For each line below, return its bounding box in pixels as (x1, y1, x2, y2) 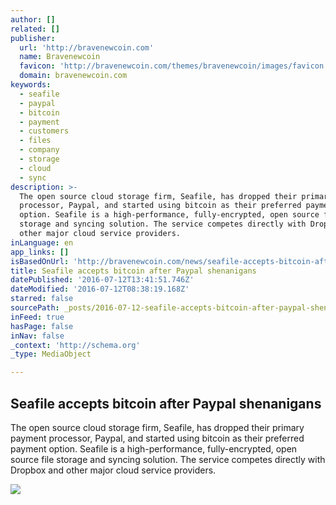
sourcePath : (10, 303, 60, 313)
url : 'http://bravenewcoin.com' (19, 42, 155, 53)
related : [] (10, 24, 60, 34)
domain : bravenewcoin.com (19, 71, 128, 81)
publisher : (10, 33, 56, 43)
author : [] (10, 14, 56, 25)
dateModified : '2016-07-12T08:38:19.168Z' (10, 284, 190, 295)
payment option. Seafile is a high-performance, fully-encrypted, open (10, 442, 298, 455)
